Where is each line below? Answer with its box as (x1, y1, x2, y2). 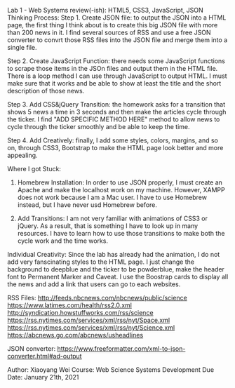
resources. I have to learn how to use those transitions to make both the (17, 229, 225, 237)
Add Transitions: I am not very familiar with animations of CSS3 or (17, 214, 208, 222)
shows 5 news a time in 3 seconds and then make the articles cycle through (7, 108, 227, 116)
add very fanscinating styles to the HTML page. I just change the (7, 257, 195, 266)
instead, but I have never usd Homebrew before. (17, 201, 158, 209)
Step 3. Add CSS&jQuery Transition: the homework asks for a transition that (7, 100, 226, 108)
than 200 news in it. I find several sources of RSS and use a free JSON (7, 28, 212, 36)
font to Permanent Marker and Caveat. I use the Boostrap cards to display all (7, 273, 229, 281)
